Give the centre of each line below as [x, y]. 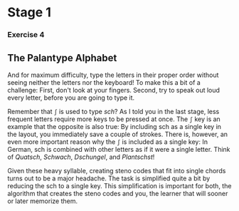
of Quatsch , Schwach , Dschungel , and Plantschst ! [81, 157]
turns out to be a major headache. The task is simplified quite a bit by [109, 178]
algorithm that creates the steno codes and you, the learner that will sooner [118, 193]
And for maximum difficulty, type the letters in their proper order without [113, 75]
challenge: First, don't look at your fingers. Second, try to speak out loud [114, 90]
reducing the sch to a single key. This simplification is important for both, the [119, 185]
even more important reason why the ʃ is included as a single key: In [108, 141]
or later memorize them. [43, 201]
